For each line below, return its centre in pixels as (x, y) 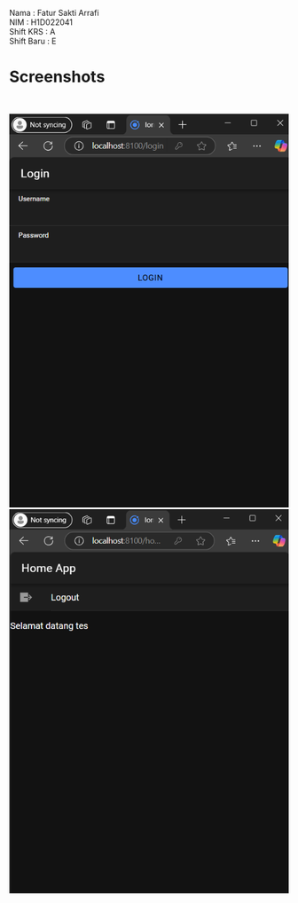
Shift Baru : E (33, 41)
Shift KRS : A (32, 31)
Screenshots (57, 77)
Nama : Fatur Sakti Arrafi (54, 13)
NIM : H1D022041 (41, 22)
